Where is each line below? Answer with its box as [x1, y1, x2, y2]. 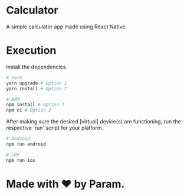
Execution [6, 44, 57, 57]
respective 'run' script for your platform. [6, 125, 104, 132]
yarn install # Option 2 [6, 86, 67, 92]
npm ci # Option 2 [6, 107, 51, 113]
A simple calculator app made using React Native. [6, 23, 127, 30]
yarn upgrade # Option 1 [6, 80, 67, 86]
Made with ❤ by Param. [6, 177, 125, 191]
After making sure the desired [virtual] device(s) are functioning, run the [6, 118, 181, 125]
